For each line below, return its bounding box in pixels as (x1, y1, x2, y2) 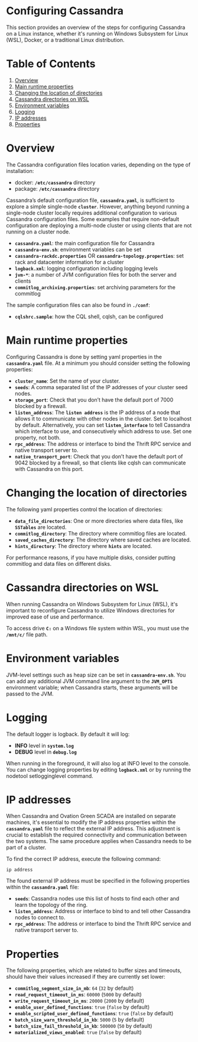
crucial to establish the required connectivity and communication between (6, 831, 187, 839)
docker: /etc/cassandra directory (14, 179, 96, 186)
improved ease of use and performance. (6, 613, 105, 620)
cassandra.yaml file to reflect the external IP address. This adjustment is (6, 825, 181, 832)
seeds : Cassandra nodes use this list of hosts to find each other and (14, 895, 180, 902)
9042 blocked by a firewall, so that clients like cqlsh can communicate (14, 459, 186, 466)
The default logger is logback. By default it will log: (6, 730, 130, 738)
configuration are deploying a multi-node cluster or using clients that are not (6, 222, 192, 229)
